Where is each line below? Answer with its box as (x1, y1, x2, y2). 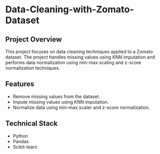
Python (12, 132, 28, 139)
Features (5, 80, 34, 88)
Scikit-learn (12, 144, 37, 150)
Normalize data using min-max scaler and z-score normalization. (12, 104, 150, 110)
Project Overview (5, 35, 62, 44)
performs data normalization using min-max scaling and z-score (5, 60, 142, 65)
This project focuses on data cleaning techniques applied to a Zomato (5, 49, 153, 54)
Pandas (12, 138, 29, 144)
